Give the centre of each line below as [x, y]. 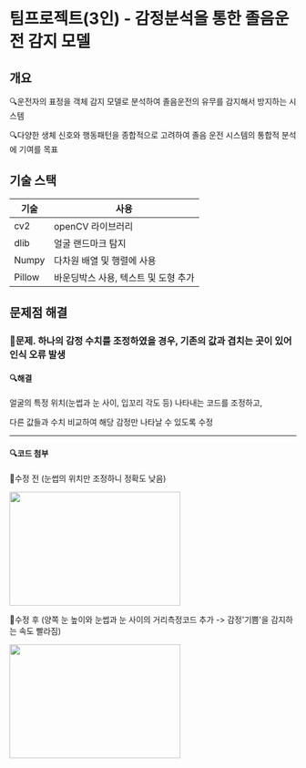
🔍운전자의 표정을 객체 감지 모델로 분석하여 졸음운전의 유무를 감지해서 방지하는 [148, 102]
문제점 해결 [39, 313]
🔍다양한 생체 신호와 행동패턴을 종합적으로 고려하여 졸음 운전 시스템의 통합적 [144, 135]
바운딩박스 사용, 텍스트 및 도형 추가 [124, 277]
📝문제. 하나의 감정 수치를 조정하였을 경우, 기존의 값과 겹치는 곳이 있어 [151, 341]
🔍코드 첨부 [29, 453]
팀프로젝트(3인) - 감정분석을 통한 [126, 19]
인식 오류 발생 [38, 354]
